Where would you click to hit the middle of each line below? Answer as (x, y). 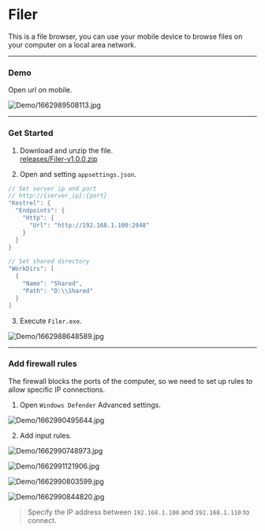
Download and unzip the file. (66, 150)
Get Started (31, 134)
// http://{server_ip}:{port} (58, 196)
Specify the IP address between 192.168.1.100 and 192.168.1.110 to (138, 512)
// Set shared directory (49, 262)
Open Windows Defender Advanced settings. (90, 405)
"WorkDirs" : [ (32, 269)
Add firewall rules (43, 363)
